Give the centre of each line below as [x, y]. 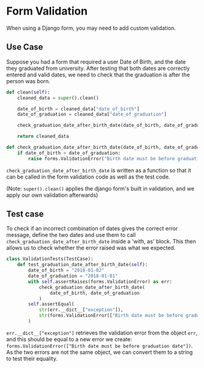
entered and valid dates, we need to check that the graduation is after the [98, 75]
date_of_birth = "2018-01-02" [66, 271]
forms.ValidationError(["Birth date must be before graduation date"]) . [100, 346]
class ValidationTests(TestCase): [50, 259]
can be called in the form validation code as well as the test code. [88, 177]
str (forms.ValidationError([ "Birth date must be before [111, 316]
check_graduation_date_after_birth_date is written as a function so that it [99, 170]
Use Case [25, 47]
